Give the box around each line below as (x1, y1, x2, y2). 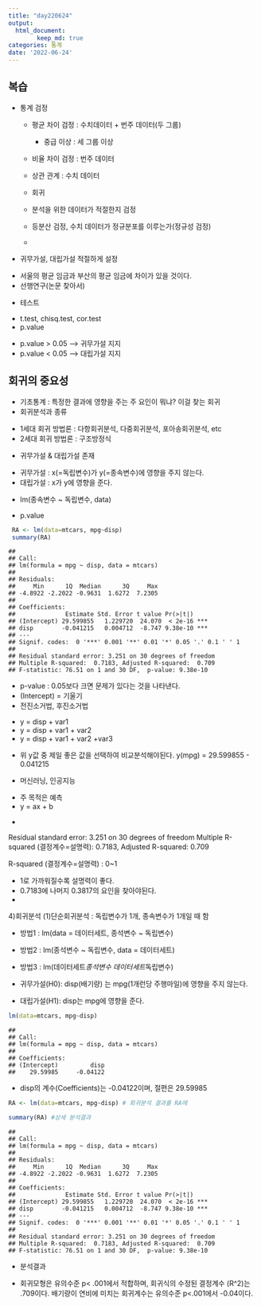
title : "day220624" (8, 11, 73, 20)
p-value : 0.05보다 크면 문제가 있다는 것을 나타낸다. (19, 681, 181, 690)
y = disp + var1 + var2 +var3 (19, 734, 113, 744)
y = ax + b (19, 802, 54, 812)
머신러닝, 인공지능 (19, 776, 76, 785)
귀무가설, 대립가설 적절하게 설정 (19, 254, 118, 263)
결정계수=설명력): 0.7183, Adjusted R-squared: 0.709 (39, 842, 209, 852)
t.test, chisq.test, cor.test (19, 313, 102, 323)
